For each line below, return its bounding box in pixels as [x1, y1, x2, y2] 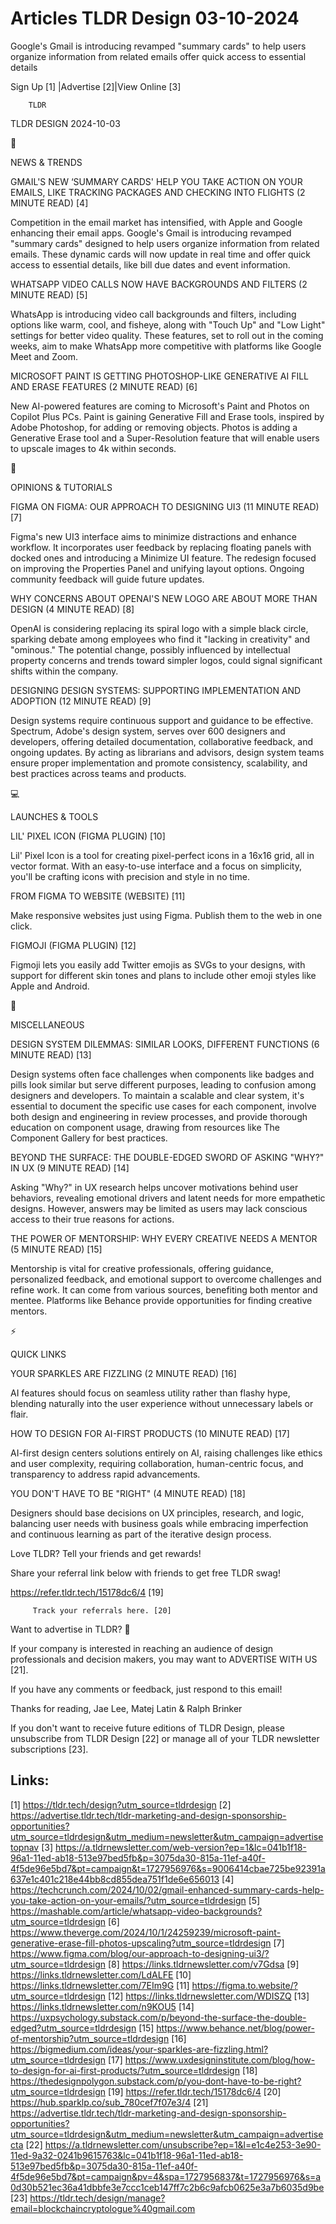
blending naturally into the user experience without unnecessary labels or [10, 1397, 314, 1409]
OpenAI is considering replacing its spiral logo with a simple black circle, [10, 622, 309, 634]
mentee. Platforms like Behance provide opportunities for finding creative [10, 1294, 313, 1306]
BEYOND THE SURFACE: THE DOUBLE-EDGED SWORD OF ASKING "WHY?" [10, 1151, 325, 1163]
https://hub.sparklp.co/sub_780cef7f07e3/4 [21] [10, 2096, 209, 2108]
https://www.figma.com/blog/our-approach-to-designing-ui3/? [10, 1947, 270, 1959]
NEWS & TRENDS [10, 156, 83, 168]
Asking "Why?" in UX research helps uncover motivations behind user [10, 1181, 299, 1193]
